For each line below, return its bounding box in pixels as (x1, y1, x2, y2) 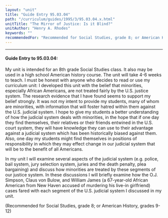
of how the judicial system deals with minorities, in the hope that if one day (5, 114, 159, 120)
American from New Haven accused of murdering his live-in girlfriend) (5, 182, 150, 188)
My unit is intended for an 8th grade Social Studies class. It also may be (5, 66, 152, 72)
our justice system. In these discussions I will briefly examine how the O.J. (5, 172, 158, 178)
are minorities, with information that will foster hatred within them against (5, 103, 156, 110)
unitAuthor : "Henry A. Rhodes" (5, 26, 70, 31)
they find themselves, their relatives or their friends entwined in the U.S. (5, 119, 153, 125)
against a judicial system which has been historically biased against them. (5, 130, 157, 136)
